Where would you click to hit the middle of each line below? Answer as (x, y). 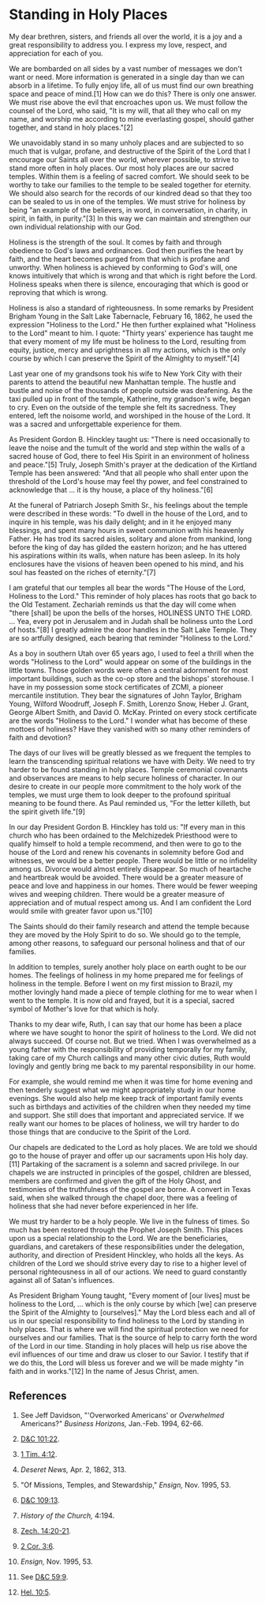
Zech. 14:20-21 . (46, 1530)
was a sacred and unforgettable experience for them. (95, 424)
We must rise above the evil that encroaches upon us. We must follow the (128, 102)
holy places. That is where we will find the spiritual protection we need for (129, 1329)
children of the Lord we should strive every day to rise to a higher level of (128, 1263)
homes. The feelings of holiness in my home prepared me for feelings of (126, 975)
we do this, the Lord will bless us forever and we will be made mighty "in (127, 1363)
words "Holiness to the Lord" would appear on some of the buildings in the (130, 661)
